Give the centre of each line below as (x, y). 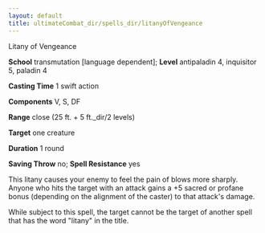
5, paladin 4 (28, 70)
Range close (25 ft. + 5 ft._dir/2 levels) (71, 117)
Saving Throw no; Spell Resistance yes (74, 164)
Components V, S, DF (45, 101)
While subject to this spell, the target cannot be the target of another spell (130, 212)
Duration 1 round (36, 148)
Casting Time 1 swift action (53, 86)
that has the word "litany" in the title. (69, 220)
